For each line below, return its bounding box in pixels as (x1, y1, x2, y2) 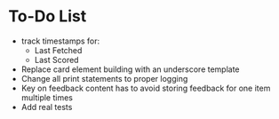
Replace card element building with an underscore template (20, 64, 241, 75)
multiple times (20, 91, 73, 103)
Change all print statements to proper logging (20, 73, 188, 83)
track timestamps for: (20, 36, 100, 46)
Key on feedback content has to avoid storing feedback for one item (20, 83, 271, 93)
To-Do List (8, 6, 87, 27)
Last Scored (34, 54, 79, 65)
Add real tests (20, 101, 73, 112)
